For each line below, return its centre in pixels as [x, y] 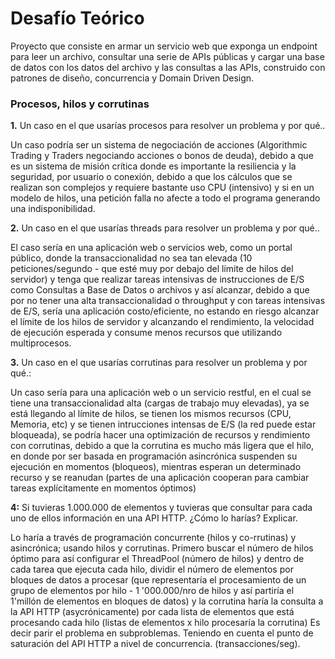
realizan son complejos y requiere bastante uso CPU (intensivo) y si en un [162, 188]
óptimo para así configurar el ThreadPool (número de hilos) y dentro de [157, 559]
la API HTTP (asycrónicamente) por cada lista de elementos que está [152, 612]
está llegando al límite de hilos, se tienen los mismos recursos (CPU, [151, 414]
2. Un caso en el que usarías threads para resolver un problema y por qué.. [165, 228]
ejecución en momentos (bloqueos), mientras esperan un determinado [156, 467]
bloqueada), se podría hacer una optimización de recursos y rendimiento [160, 435]
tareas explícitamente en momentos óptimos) [103, 488]
